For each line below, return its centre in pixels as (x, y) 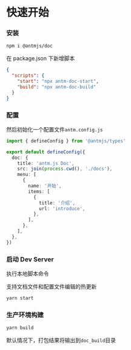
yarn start (20, 298)
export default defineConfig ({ (46, 152)
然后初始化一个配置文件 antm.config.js (55, 129)
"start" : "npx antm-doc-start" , (58, 82)
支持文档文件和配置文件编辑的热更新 (52, 286)
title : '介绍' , (57, 203)
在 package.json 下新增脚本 (41, 58)
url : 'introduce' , (62, 208)
